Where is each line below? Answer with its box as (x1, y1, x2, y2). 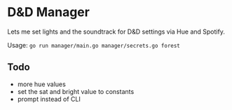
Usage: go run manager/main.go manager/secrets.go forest (7, 41, 181, 49)
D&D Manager (7, 4, 90, 20)
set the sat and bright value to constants (17, 87, 135, 95)
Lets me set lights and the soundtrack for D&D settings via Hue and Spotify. (7, 27, 226, 36)
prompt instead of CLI (17, 95, 81, 103)
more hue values (17, 80, 67, 88)
